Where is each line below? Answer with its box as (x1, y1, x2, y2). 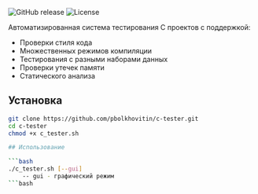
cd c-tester (8, 122, 47, 130)
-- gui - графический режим (22, 173, 114, 181)
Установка (8, 94, 63, 108)
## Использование (8, 144, 65, 152)
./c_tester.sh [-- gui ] (8, 165, 83, 173)
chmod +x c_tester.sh (8, 130, 79, 137)
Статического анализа (19, 71, 96, 80)
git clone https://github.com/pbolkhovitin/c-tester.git (8, 115, 199, 123)
